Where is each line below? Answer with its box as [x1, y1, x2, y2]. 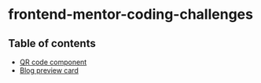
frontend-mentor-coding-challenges [8, 5, 254, 23]
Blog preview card [19, 66, 79, 75]
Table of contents [8, 37, 96, 50]
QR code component [19, 57, 87, 67]
